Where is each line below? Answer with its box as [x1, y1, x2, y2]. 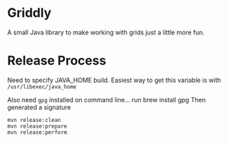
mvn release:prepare [7, 123, 68, 130]
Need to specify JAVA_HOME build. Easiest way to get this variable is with [7, 76, 222, 84]
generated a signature [7, 103, 72, 111]
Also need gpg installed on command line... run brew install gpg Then [7, 95, 206, 104]
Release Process [7, 53, 107, 69]
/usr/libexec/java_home [7, 83, 77, 90]
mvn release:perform [7, 128, 68, 136]
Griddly [7, 5, 52, 21]
